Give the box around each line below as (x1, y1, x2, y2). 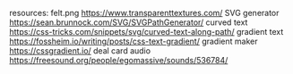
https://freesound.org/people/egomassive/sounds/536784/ (9, 55, 228, 65)
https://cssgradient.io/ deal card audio (9, 45, 151, 56)
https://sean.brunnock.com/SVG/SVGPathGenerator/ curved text (9, 17, 248, 28)
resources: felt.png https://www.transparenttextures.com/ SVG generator (9, 8, 280, 18)
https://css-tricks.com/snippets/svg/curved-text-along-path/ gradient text (9, 27, 284, 37)
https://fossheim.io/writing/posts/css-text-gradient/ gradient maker (9, 36, 258, 46)
